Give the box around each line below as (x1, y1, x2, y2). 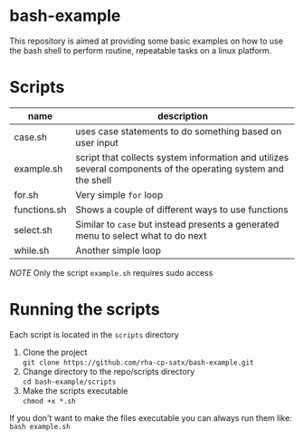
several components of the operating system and (75, 162, 284, 175)
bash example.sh (9, 422, 71, 431)
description (157, 110, 208, 122)
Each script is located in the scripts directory (9, 328, 179, 340)
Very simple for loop (75, 188, 164, 200)
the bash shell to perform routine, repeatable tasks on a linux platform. (9, 44, 272, 55)
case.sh (14, 131, 48, 143)
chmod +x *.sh (22, 396, 76, 406)
